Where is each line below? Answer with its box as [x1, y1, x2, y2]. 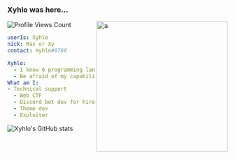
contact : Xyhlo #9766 [7, 47, 68, 54]
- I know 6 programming [13, 66, 83, 73]
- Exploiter [13, 112, 49, 119]
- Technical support [7, 86, 68, 93]
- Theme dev [13, 105, 49, 112]
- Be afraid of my [13, 73, 68, 79]
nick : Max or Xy [7, 40, 55, 48]
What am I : [7, 79, 39, 86]
